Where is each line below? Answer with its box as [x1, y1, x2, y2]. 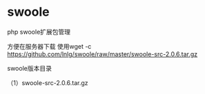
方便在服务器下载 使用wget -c [7, 42, 92, 50]
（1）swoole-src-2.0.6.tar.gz [7, 78, 88, 86]
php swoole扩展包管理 [7, 27, 71, 36]
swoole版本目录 [7, 64, 52, 72]
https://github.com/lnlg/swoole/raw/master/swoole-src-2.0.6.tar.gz [7, 49, 198, 58]
